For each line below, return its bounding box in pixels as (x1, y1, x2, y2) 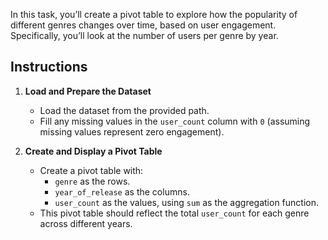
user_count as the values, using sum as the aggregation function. (54, 196, 320, 208)
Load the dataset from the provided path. (39, 104, 210, 116)
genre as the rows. (54, 175, 131, 187)
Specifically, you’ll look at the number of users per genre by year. (10, 30, 279, 41)
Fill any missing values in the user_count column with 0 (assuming (39, 115, 311, 127)
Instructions (10, 59, 88, 76)
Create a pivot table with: (39, 164, 144, 176)
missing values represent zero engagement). (39, 125, 225, 138)
